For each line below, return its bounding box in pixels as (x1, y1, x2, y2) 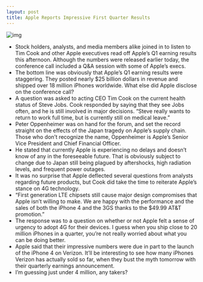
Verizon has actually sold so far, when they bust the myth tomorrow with (15, 255, 196, 263)
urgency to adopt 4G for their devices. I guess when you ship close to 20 (15, 223, 198, 230)
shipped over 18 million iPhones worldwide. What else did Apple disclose (15, 81, 197, 89)
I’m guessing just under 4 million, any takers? (15, 268, 128, 276)
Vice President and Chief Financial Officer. (15, 139, 121, 147)
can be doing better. (15, 236, 66, 243)
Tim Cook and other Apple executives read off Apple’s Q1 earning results (15, 49, 197, 56)
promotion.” (15, 210, 45, 218)
